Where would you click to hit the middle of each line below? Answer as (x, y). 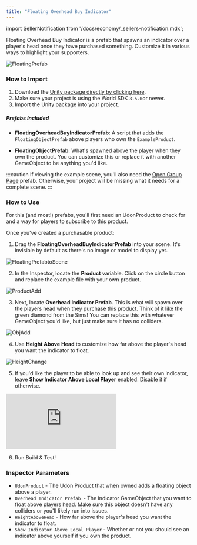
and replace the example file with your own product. (78, 280)
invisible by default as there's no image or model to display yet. (91, 251)
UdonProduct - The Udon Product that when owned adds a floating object (103, 486)
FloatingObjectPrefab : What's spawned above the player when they (98, 150)
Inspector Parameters (38, 473)
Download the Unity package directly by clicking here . (80, 91)
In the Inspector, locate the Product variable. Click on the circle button (100, 273)
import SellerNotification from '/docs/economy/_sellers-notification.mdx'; (95, 28)
